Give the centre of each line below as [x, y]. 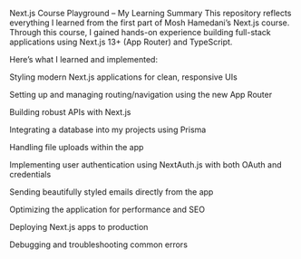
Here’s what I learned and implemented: [84, 59]
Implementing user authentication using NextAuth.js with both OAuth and [146, 165]
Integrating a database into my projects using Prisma [108, 129]
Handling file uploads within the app [77, 147]
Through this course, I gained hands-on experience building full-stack [140, 32]
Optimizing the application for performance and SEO [107, 209]
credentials [30, 174]
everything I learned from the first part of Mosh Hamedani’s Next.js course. [150, 23]
